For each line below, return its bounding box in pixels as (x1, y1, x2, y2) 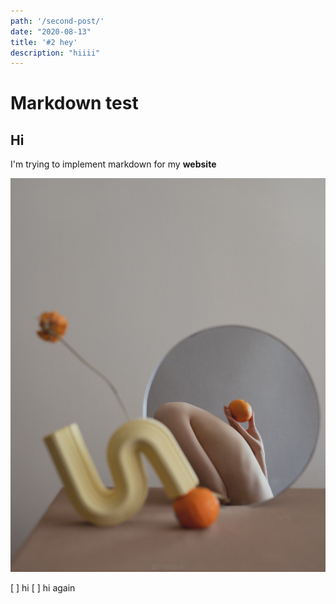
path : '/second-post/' (10, 16, 105, 26)
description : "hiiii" (10, 48, 101, 58)
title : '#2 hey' (10, 37, 78, 47)
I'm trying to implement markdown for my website (10, 158, 217, 170)
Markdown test (10, 92, 139, 115)
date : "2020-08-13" (10, 26, 92, 37)
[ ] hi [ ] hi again (10, 582, 76, 594)
